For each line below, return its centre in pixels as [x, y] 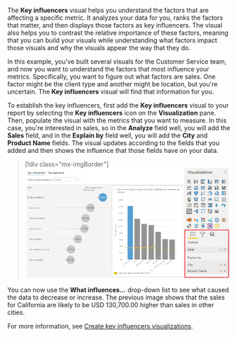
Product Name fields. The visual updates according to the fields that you [114, 143]
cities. [16, 312]
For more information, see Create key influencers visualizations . [100, 326]
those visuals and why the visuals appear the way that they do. [99, 48]
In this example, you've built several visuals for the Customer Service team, [117, 62]
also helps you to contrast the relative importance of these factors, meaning [118, 33]
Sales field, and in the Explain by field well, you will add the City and [108, 135]
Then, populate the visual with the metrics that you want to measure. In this [117, 120]
